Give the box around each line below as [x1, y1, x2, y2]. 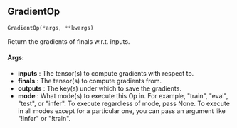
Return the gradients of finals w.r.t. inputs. [7, 37, 130, 45]
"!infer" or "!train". [17, 114, 71, 122]
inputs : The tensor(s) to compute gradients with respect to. [17, 69, 194, 77]
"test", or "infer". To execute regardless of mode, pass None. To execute [17, 99, 230, 107]
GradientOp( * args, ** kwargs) [7, 24, 94, 31]
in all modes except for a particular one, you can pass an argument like [17, 106, 226, 115]
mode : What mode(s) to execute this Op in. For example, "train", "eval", [17, 91, 228, 100]
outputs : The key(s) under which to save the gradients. [17, 84, 181, 93]
